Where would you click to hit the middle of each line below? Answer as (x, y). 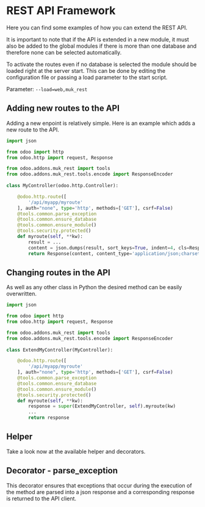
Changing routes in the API (59, 272)
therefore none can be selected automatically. (64, 52)
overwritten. (22, 294)
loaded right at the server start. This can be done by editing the (86, 70)
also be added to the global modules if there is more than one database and (102, 46)
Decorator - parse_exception (62, 471)
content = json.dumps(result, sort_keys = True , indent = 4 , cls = (109, 248)
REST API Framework (61, 11)
